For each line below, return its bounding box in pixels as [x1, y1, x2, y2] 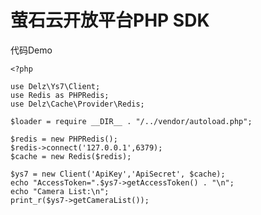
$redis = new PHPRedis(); [10, 134, 118, 144]
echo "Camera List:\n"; [10, 186, 110, 196]
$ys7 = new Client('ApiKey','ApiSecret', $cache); [10, 169, 226, 179]
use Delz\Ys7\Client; [10, 81, 101, 91]
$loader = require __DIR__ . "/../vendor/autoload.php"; [10, 116, 253, 126]
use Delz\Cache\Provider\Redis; [10, 99, 145, 109]
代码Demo [10, 44, 53, 56]
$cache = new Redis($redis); [10, 151, 132, 161]
